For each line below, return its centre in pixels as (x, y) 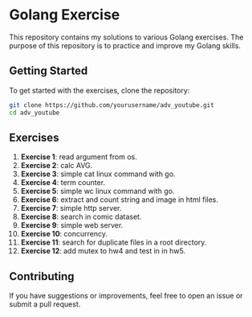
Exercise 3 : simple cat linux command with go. (98, 174)
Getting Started (49, 71)
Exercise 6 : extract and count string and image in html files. (120, 200)
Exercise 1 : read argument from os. (79, 157)
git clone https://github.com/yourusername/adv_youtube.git (112, 105)
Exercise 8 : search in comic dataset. (81, 217)
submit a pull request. (45, 304)
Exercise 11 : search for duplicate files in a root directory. (114, 242)
